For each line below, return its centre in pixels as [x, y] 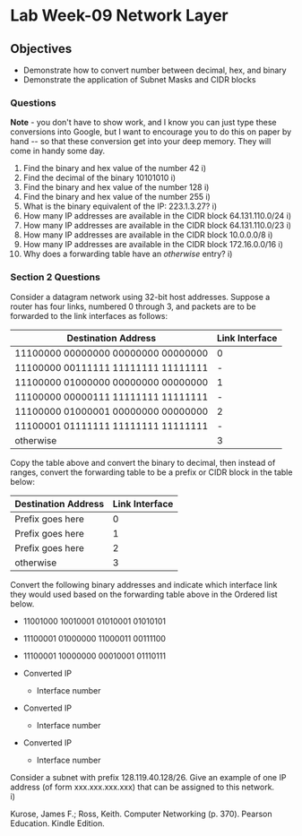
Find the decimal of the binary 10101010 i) [99, 178]
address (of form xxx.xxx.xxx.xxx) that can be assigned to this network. [142, 787]
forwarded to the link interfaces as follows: [89, 315]
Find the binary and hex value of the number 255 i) [117, 197]
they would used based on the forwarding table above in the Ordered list [144, 594]
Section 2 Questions [56, 277]
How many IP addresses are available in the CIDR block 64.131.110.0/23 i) [157, 226]
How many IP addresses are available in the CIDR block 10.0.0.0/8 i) [148, 235]
